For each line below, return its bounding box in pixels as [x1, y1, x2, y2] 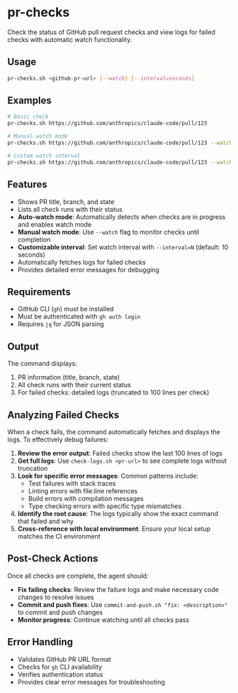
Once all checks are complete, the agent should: [7, 571, 149, 580]
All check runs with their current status [17, 381, 131, 390]
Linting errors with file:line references [28, 486, 138, 495]
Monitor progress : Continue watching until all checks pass [17, 616, 190, 624]
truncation [17, 463, 48, 473]
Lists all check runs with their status [17, 205, 123, 213]
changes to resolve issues [17, 593, 94, 601]
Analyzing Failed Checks [7, 409, 120, 421]
